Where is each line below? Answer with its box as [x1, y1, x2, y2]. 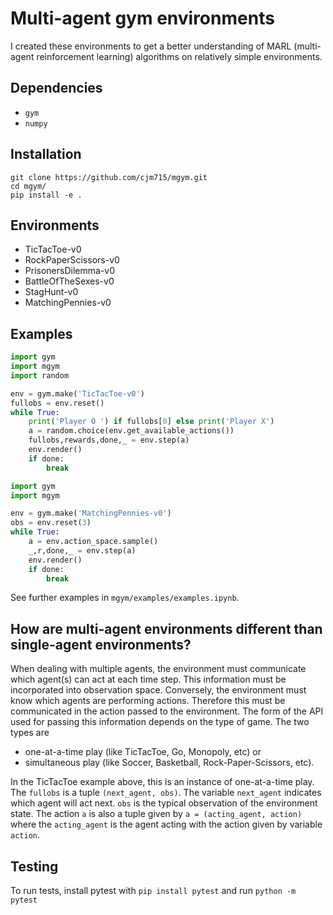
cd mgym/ [10, 181, 47, 191]
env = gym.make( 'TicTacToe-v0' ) [10, 388, 145, 399]
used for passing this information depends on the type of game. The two [10, 716, 310, 728]
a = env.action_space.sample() [28, 537, 159, 547]
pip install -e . [10, 190, 83, 200]
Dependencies [10, 80, 103, 97]
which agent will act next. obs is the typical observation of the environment [10, 797, 318, 809]
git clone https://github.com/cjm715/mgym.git [10, 172, 208, 182]
